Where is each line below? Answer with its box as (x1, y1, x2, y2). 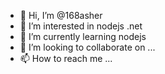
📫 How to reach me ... (19, 53, 113, 64)
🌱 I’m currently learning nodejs (19, 31, 147, 42)
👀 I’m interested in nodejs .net (19, 20, 143, 32)
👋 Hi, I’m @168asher (19, 10, 103, 21)
